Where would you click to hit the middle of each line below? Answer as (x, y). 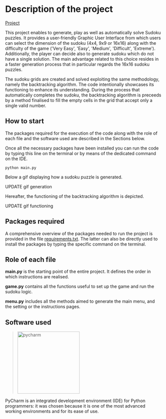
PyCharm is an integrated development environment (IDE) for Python (75, 401)
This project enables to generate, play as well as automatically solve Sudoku (83, 32)
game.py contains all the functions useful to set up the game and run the (80, 286)
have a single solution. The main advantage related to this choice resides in (82, 59)
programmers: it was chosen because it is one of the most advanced (75, 406)
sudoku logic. (19, 292)
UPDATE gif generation (28, 186)
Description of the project (59, 9)
